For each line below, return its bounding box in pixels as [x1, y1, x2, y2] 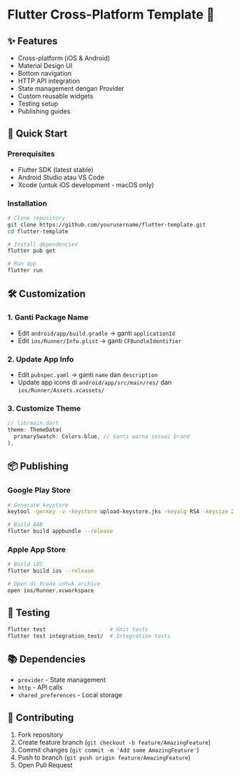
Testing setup [17, 99, 59, 108]
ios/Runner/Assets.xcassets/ [17, 387, 105, 394]
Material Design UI [17, 61, 73, 70]
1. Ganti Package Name [7, 312, 89, 322]
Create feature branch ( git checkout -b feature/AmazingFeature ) [17, 738, 211, 747]
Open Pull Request [17, 761, 73, 770]
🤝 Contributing [7, 711, 74, 724]
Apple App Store [7, 544, 66, 554]
